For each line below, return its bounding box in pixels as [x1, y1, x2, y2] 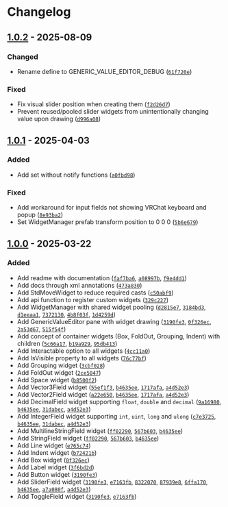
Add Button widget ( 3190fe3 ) [16, 470, 98, 478]
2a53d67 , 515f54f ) [16, 325, 66, 333]
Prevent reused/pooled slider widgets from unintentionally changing [16, 108, 209, 116]
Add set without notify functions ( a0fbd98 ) [16, 171, 136, 179]
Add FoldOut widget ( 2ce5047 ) [16, 368, 101, 377]
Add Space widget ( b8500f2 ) [16, 375, 97, 384]
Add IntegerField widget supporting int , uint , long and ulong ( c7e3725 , [16, 412, 216, 420]
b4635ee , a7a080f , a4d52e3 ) [16, 484, 91, 493]
